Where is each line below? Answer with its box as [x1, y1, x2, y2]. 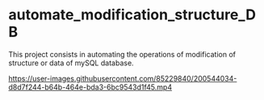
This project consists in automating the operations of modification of [8, 49, 237, 59]
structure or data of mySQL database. [8, 58, 135, 68]
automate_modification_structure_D [8, 6, 257, 24]
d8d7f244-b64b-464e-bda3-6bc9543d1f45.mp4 [8, 82, 172, 92]
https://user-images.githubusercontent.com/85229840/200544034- [8, 73, 237, 83]
